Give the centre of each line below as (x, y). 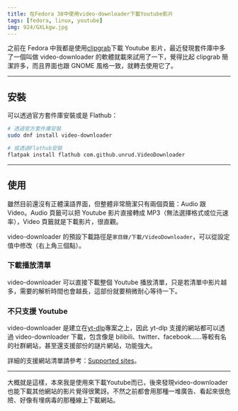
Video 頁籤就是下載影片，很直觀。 (72, 221)
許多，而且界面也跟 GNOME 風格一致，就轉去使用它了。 (95, 66)
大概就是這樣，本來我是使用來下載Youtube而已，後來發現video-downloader (118, 383)
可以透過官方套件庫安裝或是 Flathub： (63, 116)
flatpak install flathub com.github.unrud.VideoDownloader (96, 154)
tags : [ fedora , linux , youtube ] (55, 21)
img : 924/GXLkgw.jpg (38, 27)
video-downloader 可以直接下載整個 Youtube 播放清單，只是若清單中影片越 (117, 282)
